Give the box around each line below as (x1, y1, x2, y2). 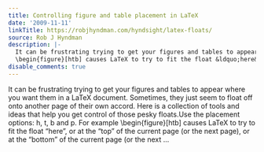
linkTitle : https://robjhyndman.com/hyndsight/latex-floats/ (8, 26, 213, 34)
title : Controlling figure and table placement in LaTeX (8, 11, 199, 20)
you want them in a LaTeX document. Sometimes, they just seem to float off (8, 92, 253, 102)
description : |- (8, 41, 61, 49)
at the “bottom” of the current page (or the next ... (8, 135, 170, 144)
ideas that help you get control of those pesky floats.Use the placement (8, 109, 240, 119)
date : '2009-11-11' (8, 19, 72, 27)
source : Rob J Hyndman (8, 33, 82, 42)
